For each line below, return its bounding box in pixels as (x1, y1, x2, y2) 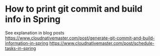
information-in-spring (5, 40, 49, 46)
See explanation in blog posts (5, 30, 64, 36)
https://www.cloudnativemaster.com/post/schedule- (49, 40, 155, 46)
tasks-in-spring (5, 45, 37, 51)
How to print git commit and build (5, 3, 143, 15)
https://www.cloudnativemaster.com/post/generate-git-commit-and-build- (5, 35, 155, 41)
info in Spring (5, 14, 61, 25)
